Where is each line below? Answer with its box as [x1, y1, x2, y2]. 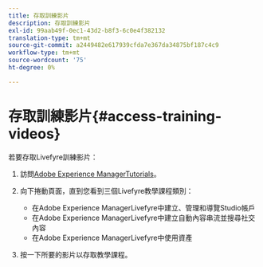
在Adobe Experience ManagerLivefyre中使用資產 [31, 233, 193, 242]
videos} [8, 124, 61, 143]
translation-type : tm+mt [8, 33, 91, 42]
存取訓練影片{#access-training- [8, 107, 222, 125]
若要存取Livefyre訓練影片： [8, 152, 98, 162]
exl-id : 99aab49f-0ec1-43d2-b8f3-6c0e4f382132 [8, 26, 166, 34]
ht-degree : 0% [8, 64, 56, 72]
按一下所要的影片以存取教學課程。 [19, 249, 132, 259]
